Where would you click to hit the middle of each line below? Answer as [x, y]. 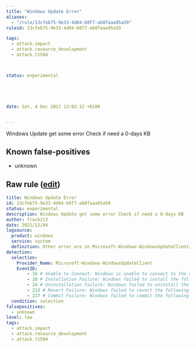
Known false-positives [48, 152]
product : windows [32, 236]
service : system [31, 241]
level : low [19, 317]
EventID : [27, 269]
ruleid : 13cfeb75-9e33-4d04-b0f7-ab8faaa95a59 [64, 28]
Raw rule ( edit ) [33, 184]
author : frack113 [27, 219]
